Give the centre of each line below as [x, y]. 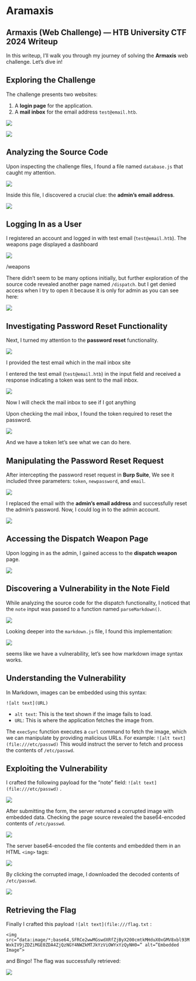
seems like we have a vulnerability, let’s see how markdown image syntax [94, 653]
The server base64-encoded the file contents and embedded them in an [93, 846]
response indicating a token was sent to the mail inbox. [72, 380]
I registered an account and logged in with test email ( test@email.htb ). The [96, 238]
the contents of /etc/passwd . [40, 750]
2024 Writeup [32, 41]
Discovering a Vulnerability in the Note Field [88, 589]
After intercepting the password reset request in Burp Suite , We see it [90, 475]
